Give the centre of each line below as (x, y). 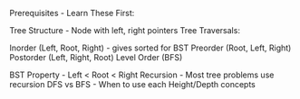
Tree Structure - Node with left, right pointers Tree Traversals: (125, 30)
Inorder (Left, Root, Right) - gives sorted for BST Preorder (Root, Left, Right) (150, 48)
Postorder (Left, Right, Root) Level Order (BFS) (96, 57)
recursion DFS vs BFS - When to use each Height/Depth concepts (133, 84)
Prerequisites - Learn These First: (72, 13)
